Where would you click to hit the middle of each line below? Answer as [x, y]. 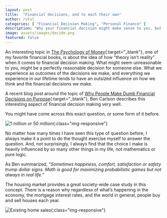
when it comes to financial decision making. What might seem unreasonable [83, 62]
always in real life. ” [25, 174]
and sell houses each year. [33, 200]
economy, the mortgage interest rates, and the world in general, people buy [83, 195]
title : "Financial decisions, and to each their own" [63, 14]
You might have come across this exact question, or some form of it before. [83, 113]
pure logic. [16, 154]
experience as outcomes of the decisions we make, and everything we [78, 73]
